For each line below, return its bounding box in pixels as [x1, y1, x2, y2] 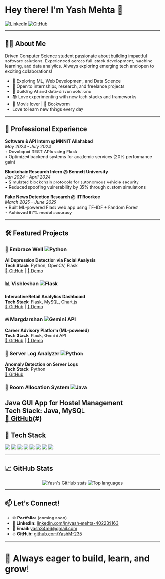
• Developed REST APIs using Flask [5, 149, 78, 154]
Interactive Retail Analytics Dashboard [5, 293, 86, 299]
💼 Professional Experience [5, 125, 87, 133]
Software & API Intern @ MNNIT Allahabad [5, 138, 93, 144]
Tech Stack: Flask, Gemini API [5, 332, 67, 338]
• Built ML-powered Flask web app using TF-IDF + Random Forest [5, 204, 139, 210]
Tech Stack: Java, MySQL [5, 407, 85, 415]
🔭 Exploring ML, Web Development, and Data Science [12, 78, 121, 84]
